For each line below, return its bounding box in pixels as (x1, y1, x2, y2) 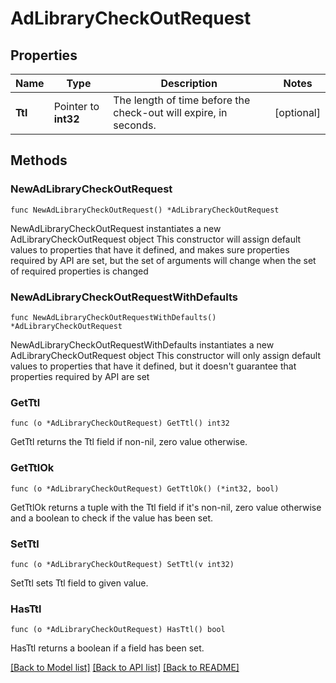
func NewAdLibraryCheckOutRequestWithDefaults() (10, 312, 217, 322)
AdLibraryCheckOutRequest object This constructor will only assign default (10, 349, 322, 361)
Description (160, 77, 218, 90)
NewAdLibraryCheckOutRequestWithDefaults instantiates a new (10, 338, 275, 351)
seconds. (113, 118, 157, 132)
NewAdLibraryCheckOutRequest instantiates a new (10, 222, 222, 234)
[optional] (274, 106, 321, 119)
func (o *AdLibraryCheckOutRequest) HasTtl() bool (10, 625, 226, 635)
